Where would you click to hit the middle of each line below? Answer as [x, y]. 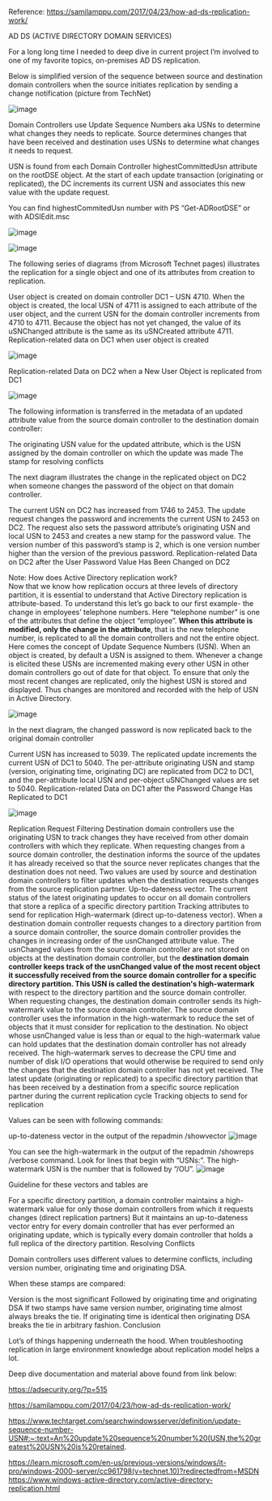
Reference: [27, 12]
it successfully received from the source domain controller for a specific [133, 975]
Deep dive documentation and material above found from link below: [123, 1374]
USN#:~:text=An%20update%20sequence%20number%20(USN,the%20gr [135, 1438]
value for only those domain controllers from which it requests [149, 1209]
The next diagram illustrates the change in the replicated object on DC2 [127, 477]
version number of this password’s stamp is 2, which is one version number [134, 544]
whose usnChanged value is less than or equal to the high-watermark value [134, 1035]
